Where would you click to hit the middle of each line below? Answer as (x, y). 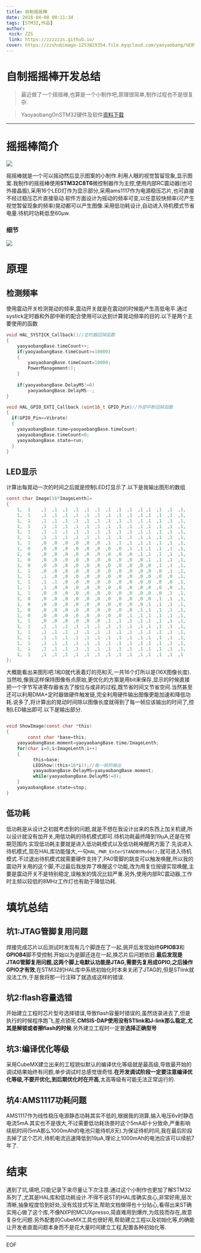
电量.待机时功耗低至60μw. (38, 213)
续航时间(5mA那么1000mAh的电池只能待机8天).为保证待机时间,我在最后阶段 (99, 1131)
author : (16, 28)
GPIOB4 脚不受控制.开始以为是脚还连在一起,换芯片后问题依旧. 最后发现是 (95, 954)
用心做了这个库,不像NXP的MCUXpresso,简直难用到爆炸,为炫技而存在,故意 (102, 1212)
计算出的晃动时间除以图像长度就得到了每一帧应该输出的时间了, (112, 702)
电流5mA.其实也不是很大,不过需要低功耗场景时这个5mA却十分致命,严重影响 (98, 1123)
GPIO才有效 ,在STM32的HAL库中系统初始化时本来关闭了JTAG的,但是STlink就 (100, 969)
